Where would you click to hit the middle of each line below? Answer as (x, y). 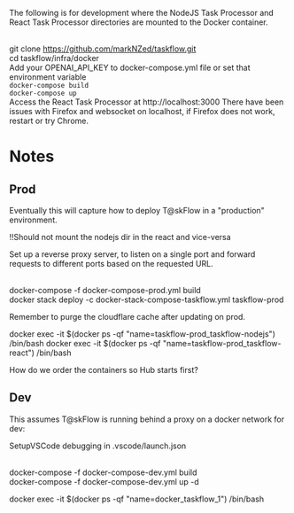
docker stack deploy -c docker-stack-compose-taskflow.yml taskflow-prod (147, 299)
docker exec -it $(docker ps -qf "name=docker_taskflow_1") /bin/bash (136, 499)
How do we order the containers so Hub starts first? (104, 370)
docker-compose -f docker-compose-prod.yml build (105, 290)
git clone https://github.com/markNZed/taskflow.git (103, 49)
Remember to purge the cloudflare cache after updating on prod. (128, 317)
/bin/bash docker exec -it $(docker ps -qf (85, 343)
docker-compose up (43, 93)
